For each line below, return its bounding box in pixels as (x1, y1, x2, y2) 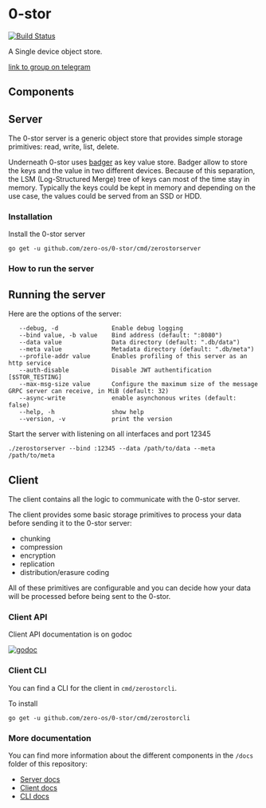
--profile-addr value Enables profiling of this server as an (18, 353, 248, 361)
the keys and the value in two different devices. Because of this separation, (8, 166, 256, 175)
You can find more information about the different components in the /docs (8, 751, 253, 760)
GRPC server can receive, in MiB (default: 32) (8, 388, 170, 396)
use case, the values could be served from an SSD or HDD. (8, 191, 202, 201)
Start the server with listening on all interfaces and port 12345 (8, 429, 211, 439)
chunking (19, 534, 51, 543)
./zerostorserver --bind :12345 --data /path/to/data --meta (8, 444, 216, 453)
